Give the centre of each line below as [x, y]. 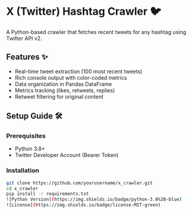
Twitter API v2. [24, 38]
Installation [23, 171]
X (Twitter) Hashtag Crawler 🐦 [84, 12]
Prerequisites [26, 136]
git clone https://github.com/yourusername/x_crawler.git [79, 183]
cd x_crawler [22, 188]
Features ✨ [27, 57]
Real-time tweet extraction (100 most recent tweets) [78, 71]
